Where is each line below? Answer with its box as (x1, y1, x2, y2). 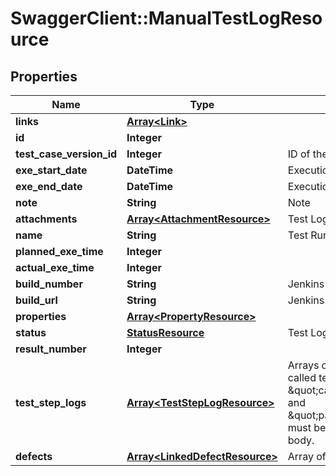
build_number (15, 277, 83, 291)
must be (287, 421, 327, 434)
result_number (15, 342, 87, 356)
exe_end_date (15, 180, 83, 193)
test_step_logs (15, 396, 87, 409)
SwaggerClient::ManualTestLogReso (10, 7, 323, 30)
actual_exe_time (15, 261, 95, 274)
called (287, 371, 317, 384)
